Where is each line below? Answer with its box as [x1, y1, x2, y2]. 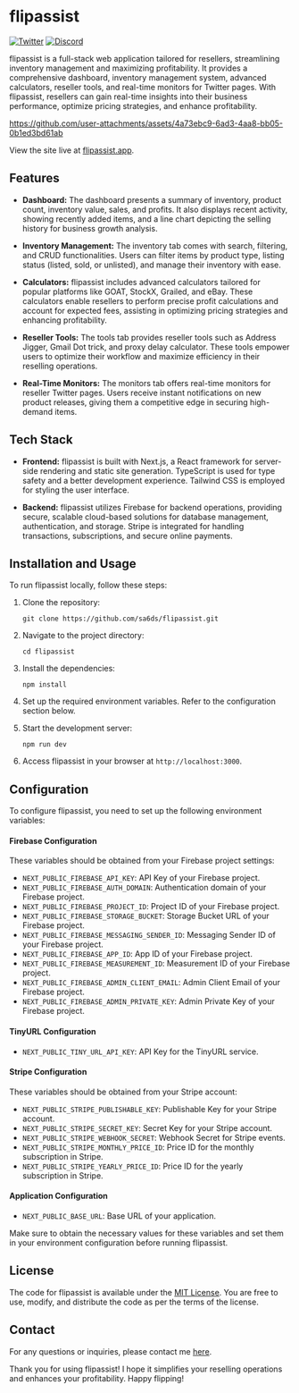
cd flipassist [21, 647, 75, 656]
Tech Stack [9, 432, 73, 448]
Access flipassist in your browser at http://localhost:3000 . [21, 756, 243, 766]
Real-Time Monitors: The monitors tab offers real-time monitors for [21, 377, 271, 388]
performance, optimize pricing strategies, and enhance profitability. [9, 100, 257, 111]
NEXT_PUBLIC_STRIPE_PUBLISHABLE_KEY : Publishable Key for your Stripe [21, 1103, 277, 1114]
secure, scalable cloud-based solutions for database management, [21, 511, 270, 522]
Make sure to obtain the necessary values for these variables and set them [9, 1228, 284, 1238]
